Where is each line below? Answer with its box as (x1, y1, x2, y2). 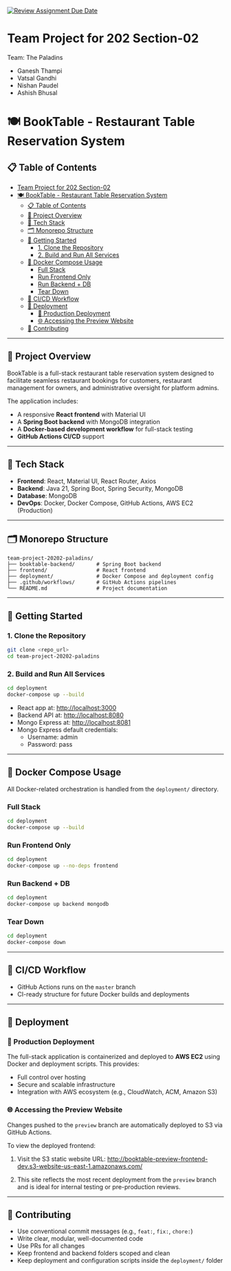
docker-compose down (7, 939, 67, 946)
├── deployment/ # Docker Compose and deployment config (7, 573, 214, 580)
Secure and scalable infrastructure (16, 1080, 115, 1089)
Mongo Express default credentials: (16, 725, 118, 734)
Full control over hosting (16, 1074, 86, 1082)
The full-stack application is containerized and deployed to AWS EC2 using (7, 1053, 221, 1061)
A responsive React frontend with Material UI (16, 410, 146, 418)
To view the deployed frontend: (7, 1141, 96, 1149)
